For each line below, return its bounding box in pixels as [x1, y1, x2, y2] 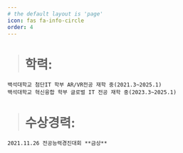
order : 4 [7, 23, 33, 30]
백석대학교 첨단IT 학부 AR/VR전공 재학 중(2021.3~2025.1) [7, 81, 162, 89]
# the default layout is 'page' [7, 10, 103, 18]
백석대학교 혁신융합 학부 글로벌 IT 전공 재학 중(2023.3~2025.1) [7, 89, 177, 96]
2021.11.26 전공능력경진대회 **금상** [7, 140, 108, 147]
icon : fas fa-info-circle [7, 17, 84, 24]
